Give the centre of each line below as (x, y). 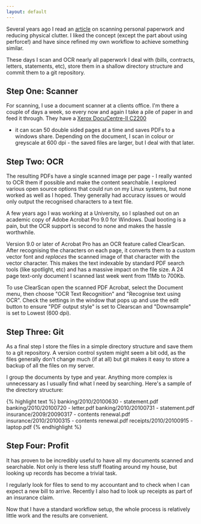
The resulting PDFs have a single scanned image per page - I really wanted (99, 176)
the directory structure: (35, 390)
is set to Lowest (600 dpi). (38, 313)
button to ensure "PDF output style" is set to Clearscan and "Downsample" (99, 307)
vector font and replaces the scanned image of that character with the (93, 257)
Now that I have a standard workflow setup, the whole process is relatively (98, 509)
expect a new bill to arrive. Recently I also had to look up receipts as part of (99, 491)
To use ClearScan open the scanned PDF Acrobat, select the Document (95, 288)
